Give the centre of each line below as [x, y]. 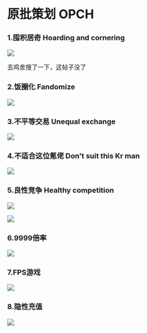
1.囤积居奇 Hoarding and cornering [66, 38]
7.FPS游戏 [24, 272]
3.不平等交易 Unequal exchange [61, 121]
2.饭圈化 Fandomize [41, 87]
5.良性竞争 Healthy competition [61, 190]
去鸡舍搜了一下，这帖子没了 [47, 67]
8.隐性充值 [25, 307]
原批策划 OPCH [51, 14]
